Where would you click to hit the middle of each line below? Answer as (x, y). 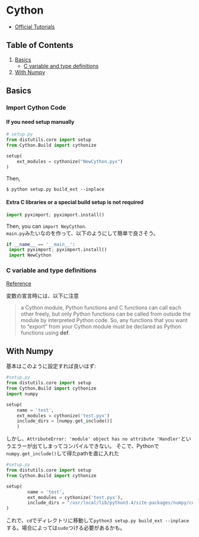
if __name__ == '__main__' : (41, 244)
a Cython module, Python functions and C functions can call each (101, 307)
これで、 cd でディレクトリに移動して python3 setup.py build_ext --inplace (98, 520)
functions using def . (45, 333)
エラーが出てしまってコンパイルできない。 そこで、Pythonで (85, 446)
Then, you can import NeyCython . (46, 226)
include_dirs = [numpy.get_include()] (65, 421)
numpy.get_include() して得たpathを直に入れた (63, 454)
